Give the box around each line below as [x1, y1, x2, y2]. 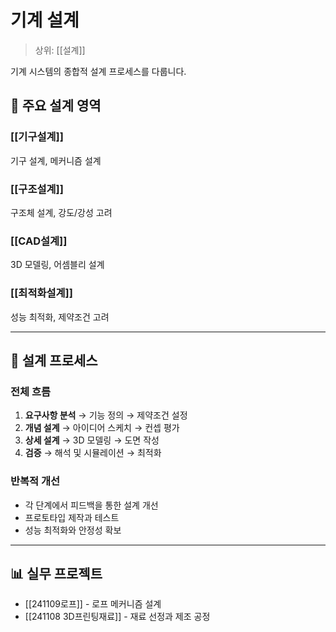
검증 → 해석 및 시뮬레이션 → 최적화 [24, 447, 162, 459]
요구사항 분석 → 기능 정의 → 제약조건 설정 [24, 409, 188, 421]
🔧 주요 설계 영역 [10, 97, 102, 115]
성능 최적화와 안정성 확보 [24, 524, 122, 536]
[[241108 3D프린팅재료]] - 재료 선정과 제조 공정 [24, 611, 211, 623]
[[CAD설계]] [10, 234, 68, 248]
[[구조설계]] [10, 182, 64, 196]
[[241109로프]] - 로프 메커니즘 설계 [24, 598, 162, 610]
